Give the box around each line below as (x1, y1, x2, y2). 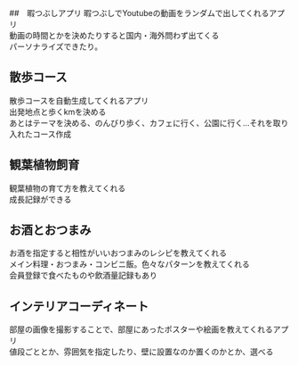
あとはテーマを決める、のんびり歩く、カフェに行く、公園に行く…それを (9, 117, 274, 128)
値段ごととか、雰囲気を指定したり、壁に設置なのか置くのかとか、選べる (9, 346, 274, 357)
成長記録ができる (9, 194, 72, 204)
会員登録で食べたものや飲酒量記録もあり (9, 270, 157, 281)
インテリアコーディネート (9, 298, 149, 314)
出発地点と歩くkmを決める (9, 106, 107, 117)
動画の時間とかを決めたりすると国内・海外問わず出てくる (9, 30, 220, 40)
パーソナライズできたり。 (9, 41, 103, 52)
